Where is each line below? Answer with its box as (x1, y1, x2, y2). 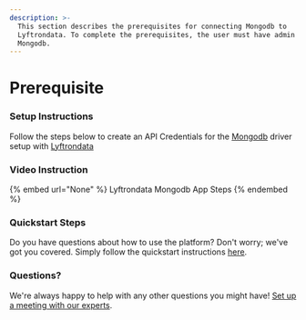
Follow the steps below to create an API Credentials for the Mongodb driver (9, 131, 292, 142)
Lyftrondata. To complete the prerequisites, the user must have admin (17, 30, 296, 39)
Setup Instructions (9, 110, 94, 123)
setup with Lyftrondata (9, 140, 94, 151)
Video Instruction (9, 163, 88, 175)
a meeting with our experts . (9, 299, 113, 310)
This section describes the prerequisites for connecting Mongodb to (17, 22, 287, 31)
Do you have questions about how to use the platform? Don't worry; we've (9, 237, 289, 248)
